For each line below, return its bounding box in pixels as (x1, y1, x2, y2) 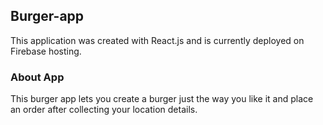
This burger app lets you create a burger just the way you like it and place (10, 93, 314, 105)
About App (10, 70, 65, 84)
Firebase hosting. (10, 45, 82, 57)
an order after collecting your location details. (10, 104, 198, 116)
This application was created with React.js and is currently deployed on (10, 34, 305, 46)
